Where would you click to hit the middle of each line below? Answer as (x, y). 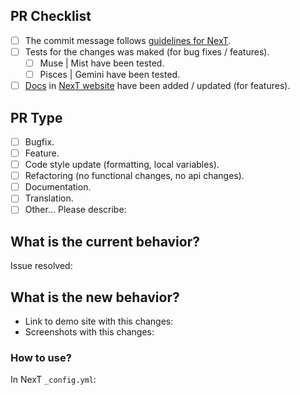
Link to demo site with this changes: (99, 321)
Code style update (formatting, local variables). (122, 165)
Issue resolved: (41, 266)
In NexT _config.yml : (53, 380)
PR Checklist (51, 16)
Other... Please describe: (75, 210)
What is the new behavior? (95, 297)
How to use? (41, 357)
